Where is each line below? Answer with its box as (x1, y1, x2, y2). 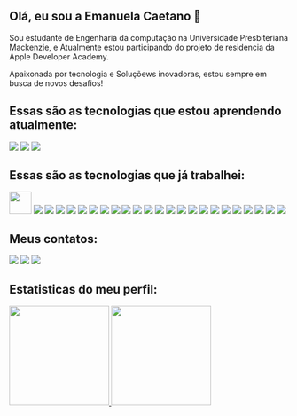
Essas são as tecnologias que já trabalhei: (9, 168, 246, 183)
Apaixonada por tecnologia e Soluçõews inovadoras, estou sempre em (9, 68, 268, 79)
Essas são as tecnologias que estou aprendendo (9, 104, 282, 119)
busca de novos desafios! (9, 77, 104, 89)
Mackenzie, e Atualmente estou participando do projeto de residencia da (9, 42, 275, 52)
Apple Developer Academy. (9, 51, 109, 62)
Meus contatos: (9, 232, 98, 247)
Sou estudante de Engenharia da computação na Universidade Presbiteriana (9, 32, 289, 43)
